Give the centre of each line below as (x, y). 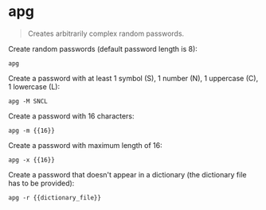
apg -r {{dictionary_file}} (55, 197)
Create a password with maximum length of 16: (85, 145)
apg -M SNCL (28, 101)
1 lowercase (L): (34, 87)
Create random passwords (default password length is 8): (103, 49)
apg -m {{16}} (32, 130)
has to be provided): (41, 183)
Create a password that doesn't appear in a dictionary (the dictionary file (127, 174)
